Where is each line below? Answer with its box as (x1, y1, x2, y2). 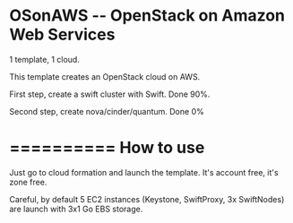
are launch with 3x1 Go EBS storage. (9, 203, 143, 214)
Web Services (9, 24, 116, 45)
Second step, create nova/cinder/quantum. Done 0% (9, 106, 204, 116)
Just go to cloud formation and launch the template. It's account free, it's (9, 167, 280, 177)
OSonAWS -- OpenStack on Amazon (9, 5, 285, 26)
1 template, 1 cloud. (9, 54, 81, 64)
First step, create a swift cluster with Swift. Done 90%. (9, 89, 211, 99)
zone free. (9, 176, 47, 187)
